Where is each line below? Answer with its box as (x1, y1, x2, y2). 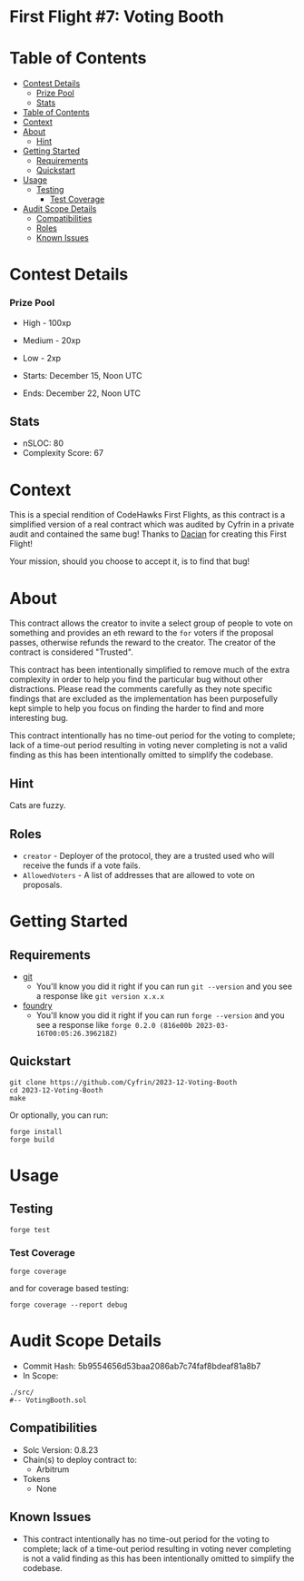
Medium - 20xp (22, 334, 82, 346)
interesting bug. (9, 713, 69, 724)
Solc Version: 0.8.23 (22, 1444, 99, 1455)
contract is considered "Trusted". (9, 647, 133, 657)
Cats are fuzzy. (9, 800, 66, 811)
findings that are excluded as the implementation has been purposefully (9, 693, 279, 705)
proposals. (22, 879, 63, 890)
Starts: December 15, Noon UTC (22, 370, 142, 380)
